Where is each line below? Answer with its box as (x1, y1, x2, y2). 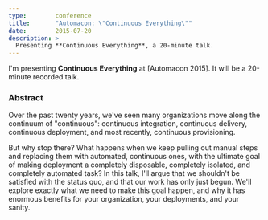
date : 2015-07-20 (8, 26, 92, 35)
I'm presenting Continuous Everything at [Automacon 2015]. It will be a (8, 63, 246, 73)
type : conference (8, 11, 92, 20)
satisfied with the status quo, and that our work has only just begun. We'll (8, 177, 252, 187)
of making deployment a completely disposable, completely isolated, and (8, 160, 251, 169)
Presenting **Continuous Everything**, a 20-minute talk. (15, 42, 215, 50)
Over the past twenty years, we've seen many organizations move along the (8, 110, 261, 120)
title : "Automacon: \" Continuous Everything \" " (8, 19, 193, 27)
